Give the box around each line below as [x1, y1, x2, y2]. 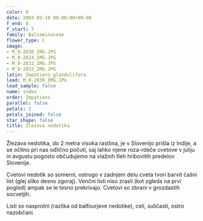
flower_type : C [6, 37, 45, 43]
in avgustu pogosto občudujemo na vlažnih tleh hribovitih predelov [6, 152, 175, 160]
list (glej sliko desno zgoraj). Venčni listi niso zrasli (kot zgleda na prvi [6, 178, 182, 185]
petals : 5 [6, 105, 32, 112]
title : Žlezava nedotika [6, 123, 70, 129]
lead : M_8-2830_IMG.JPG [6, 77, 67, 83]
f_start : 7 [6, 26, 34, 32]
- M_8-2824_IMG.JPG [6, 54, 56, 61]
